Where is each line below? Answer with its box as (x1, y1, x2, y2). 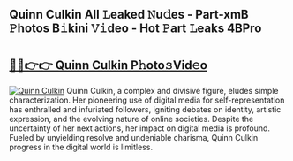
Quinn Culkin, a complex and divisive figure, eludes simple (66, 86, 279, 96)
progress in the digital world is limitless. (9, 142, 153, 152)
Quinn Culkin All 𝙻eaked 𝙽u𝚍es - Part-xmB (9, 7, 249, 22)
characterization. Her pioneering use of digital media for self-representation (9, 95, 285, 105)
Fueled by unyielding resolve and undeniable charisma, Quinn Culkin (9, 133, 259, 142)
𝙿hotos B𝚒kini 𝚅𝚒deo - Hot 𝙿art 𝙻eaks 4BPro (9, 21, 262, 36)
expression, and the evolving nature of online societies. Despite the (9, 114, 254, 124)
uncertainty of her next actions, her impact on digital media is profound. (9, 123, 271, 134)
